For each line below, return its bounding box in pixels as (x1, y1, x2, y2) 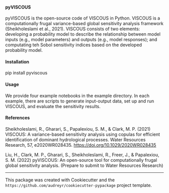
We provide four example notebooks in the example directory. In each (5, 92, 150, 99)
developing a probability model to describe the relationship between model (5, 31, 161, 37)
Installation (5, 58, 29, 65)
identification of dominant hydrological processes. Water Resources (5, 136, 146, 143)
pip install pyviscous (5, 70, 48, 76)
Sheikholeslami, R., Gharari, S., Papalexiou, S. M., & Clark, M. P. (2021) (5, 126, 151, 132)
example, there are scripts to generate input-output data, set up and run (5, 98, 154, 104)
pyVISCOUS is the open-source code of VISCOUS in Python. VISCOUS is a (5, 15, 160, 21)
